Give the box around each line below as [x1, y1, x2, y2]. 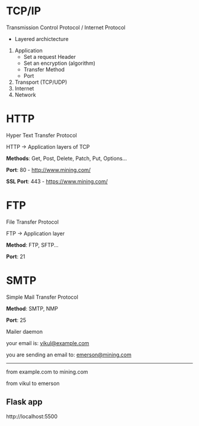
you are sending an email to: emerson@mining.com [6, 351, 131, 358]
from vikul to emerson [6, 380, 60, 387]
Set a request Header [23, 53, 76, 60]
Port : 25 [6, 317, 27, 324]
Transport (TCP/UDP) [14, 79, 68, 86]
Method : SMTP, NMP [6, 305, 58, 312]
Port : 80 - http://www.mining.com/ [6, 166, 91, 173]
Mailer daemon [6, 328, 43, 335]
